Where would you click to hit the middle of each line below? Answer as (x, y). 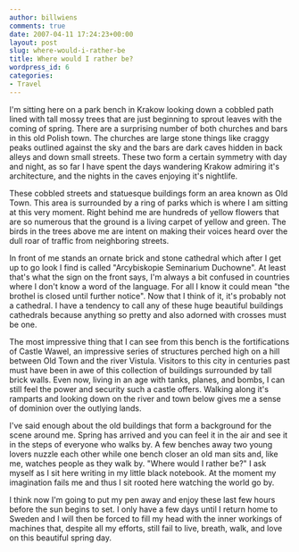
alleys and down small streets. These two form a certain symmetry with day (148, 156)
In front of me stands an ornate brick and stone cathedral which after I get (145, 258)
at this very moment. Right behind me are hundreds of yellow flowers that (144, 212)
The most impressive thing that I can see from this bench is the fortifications (149, 341)
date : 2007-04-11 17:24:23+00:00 (71, 34)
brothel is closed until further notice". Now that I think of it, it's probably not (148, 296)
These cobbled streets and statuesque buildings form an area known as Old (149, 193)
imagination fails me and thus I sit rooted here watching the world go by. (142, 482)
